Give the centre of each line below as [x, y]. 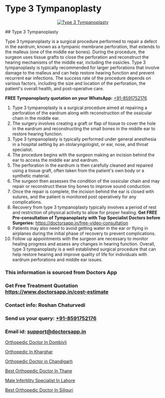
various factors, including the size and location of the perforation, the [75, 83]
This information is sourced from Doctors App [61, 272]
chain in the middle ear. [36, 118]
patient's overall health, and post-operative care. [55, 88]
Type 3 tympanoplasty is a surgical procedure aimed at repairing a [80, 108]
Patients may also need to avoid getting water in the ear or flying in [80, 228]
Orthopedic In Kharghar [29, 352]
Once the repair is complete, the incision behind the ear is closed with [83, 191]
